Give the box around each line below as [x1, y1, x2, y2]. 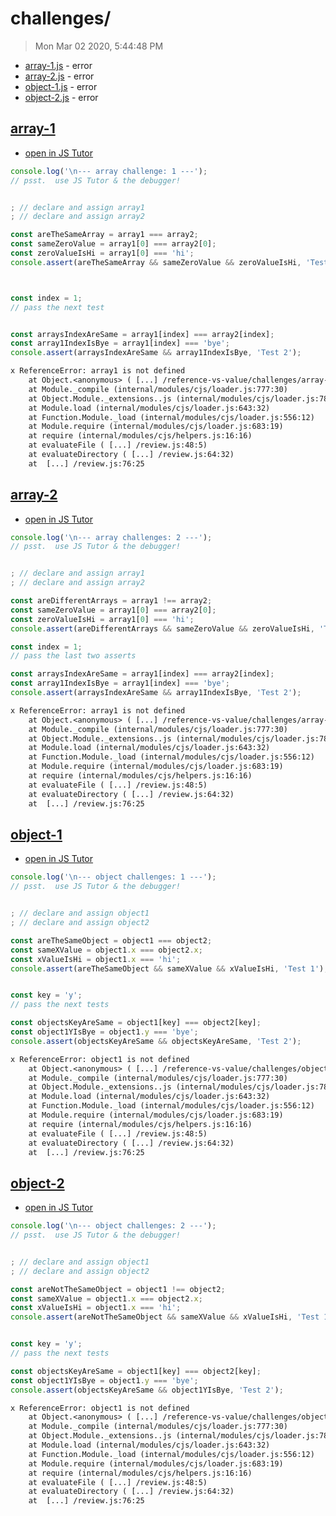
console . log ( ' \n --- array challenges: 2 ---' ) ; [10, 532, 213, 542]
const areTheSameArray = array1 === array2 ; [10, 230, 199, 240]
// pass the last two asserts [10, 651, 137, 661]
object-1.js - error [24, 80, 98, 92]
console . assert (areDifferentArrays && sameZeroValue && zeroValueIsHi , [10, 623, 315, 634]
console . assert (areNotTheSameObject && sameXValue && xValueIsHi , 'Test [10, 1312, 320, 1322]
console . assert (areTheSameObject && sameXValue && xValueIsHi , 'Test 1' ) [10, 963, 325, 974]
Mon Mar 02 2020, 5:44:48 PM [34, 40, 164, 52]
